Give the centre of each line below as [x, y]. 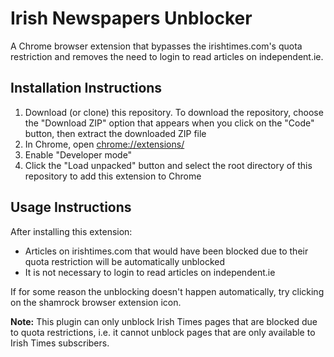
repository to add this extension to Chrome [113, 176]
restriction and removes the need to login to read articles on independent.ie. [167, 56]
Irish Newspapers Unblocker [131, 18]
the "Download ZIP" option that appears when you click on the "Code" [169, 123]
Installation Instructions [86, 88]
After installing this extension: [71, 231]
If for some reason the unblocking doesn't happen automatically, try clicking [167, 291]
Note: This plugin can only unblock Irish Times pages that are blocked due [164, 321]
